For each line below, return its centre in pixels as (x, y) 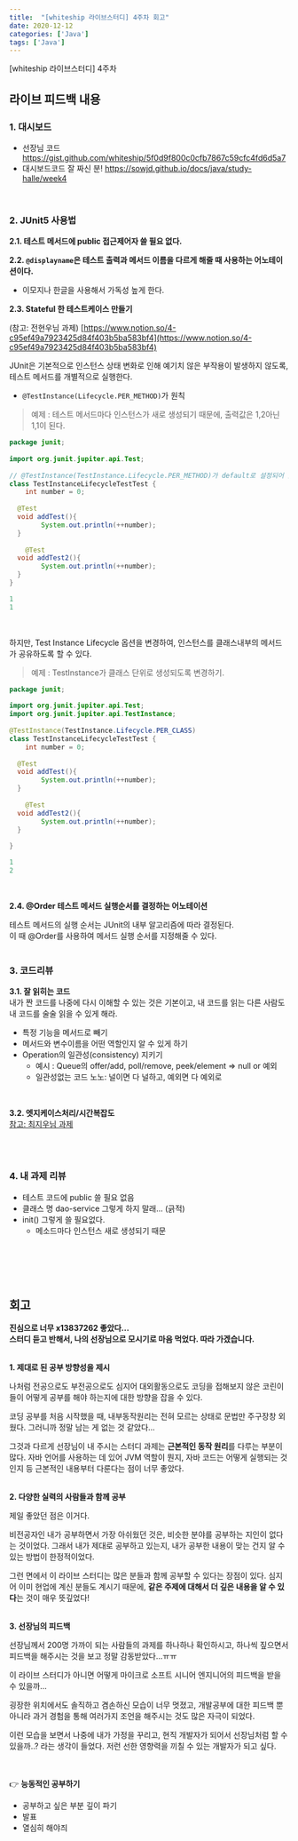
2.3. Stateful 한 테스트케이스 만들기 (71, 309)
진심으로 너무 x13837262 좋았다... (70, 1328)
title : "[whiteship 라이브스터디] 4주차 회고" (90, 17)
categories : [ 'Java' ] (49, 34)
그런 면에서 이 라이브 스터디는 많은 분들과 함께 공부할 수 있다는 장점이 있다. (138, 1576)
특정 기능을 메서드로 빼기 (65, 1032)
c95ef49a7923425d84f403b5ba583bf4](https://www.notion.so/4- (131, 338)
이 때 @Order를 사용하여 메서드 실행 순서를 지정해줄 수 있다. (113, 936)
